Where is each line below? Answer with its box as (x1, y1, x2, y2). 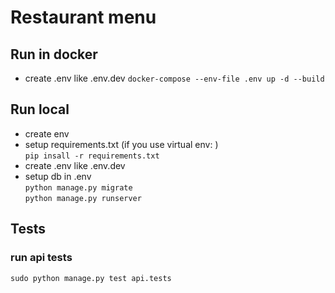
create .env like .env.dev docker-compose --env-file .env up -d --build (24, 72, 325, 84)
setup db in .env (24, 170, 92, 182)
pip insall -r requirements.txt (24, 151, 160, 161)
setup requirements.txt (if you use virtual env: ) (24, 138, 219, 150)
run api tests (10, 251, 73, 265)
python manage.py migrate (24, 182, 133, 193)
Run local (10, 101, 70, 118)
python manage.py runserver (24, 193, 142, 203)
